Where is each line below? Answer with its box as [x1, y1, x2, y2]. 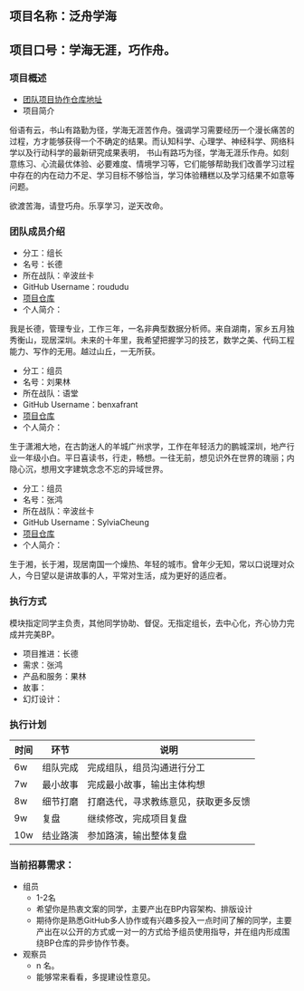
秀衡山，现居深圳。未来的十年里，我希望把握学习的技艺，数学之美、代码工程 [9, 334, 295, 346]
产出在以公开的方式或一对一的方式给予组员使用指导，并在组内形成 [35, 927, 282, 938]
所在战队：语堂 [22, 388, 79, 399]
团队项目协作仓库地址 [22, 94, 102, 105]
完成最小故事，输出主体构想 [87, 778, 205, 791]
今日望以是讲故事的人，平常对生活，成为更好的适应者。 [24, 570, 232, 582]
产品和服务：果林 [22, 670, 87, 681]
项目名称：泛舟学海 [9, 8, 117, 24]
